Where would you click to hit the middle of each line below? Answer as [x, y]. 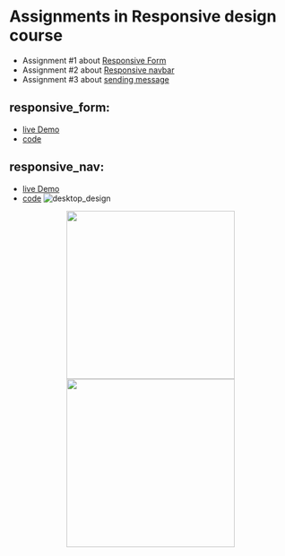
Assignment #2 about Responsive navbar [98, 70]
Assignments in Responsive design [143, 17]
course [36, 35]
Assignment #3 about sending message [96, 79]
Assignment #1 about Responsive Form [94, 60]
